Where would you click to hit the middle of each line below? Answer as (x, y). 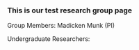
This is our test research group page (69, 10)
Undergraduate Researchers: (49, 39)
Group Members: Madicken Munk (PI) (61, 26)
